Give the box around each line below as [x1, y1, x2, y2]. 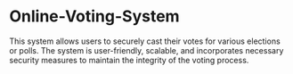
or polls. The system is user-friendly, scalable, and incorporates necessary [9, 45, 284, 55]
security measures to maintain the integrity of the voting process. [9, 54, 249, 65]
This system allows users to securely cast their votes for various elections [9, 36, 281, 46]
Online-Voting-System [9, 6, 180, 27]
